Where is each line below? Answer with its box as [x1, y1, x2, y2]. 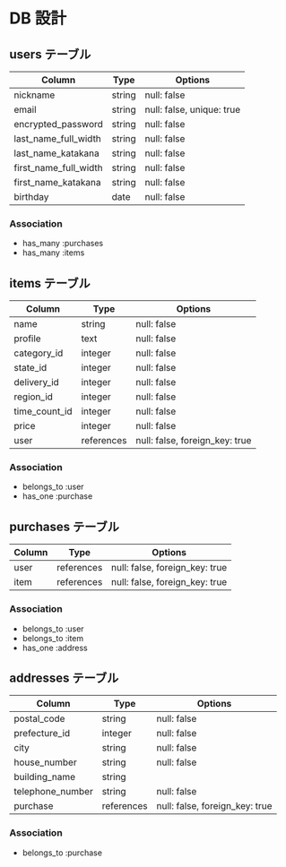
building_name [13, 771, 76, 784]
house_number [13, 756, 78, 768]
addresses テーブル [9, 670, 119, 685]
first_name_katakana [13, 176, 101, 188]
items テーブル [9, 275, 91, 291]
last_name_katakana [13, 147, 100, 159]
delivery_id [13, 376, 60, 389]
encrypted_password [13, 118, 103, 130]
